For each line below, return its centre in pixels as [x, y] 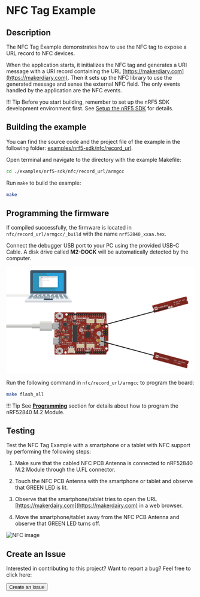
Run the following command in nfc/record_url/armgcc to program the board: [100, 382]
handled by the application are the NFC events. [64, 90]
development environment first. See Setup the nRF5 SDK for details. [90, 108]
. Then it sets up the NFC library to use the [120, 78]
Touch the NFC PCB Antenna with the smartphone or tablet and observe [104, 481]
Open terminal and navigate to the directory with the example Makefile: [94, 159]
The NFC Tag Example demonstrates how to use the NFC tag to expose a [96, 47]
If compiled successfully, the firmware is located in [69, 228]
